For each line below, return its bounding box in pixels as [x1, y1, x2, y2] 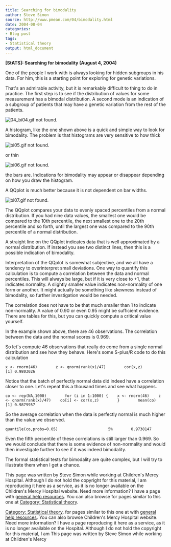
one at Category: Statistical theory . [5, 499, 79, 505]
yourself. [5, 318, 24, 324]
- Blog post [5, 31, 31, 36]
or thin [5, 152, 19, 158]
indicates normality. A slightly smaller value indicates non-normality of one [5, 281, 162, 287]
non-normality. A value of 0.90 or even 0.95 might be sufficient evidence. [5, 307, 160, 313]
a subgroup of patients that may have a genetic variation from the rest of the [5, 101, 166, 108]
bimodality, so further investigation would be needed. [5, 292, 117, 298]
